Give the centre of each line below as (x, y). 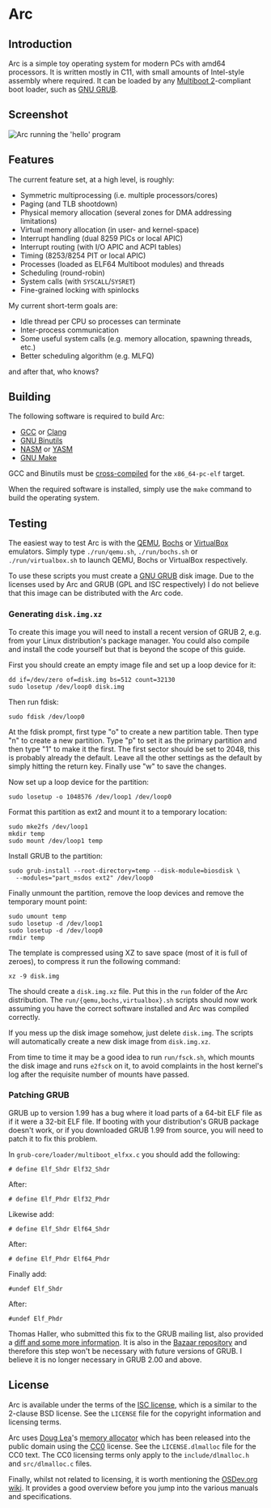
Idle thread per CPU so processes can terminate (100, 321)
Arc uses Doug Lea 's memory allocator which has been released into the (129, 1437)
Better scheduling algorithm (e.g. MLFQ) (87, 356)
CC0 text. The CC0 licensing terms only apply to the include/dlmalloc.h (129, 1454)
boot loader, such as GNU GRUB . (64, 89)
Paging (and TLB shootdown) (69, 203)
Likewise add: (31, 1214)
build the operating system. (54, 498)
